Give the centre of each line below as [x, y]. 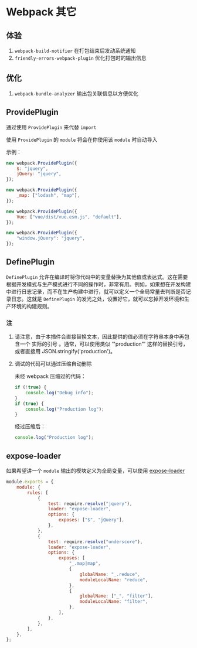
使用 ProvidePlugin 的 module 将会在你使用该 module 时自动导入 [82, 139]
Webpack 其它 [41, 12]
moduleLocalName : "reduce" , [114, 580]
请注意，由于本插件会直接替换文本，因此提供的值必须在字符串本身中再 [99, 337]
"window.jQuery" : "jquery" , [51, 238]
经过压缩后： [30, 427]
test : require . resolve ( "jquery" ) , [90, 504]
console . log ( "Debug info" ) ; [60, 393]
